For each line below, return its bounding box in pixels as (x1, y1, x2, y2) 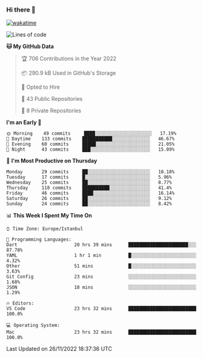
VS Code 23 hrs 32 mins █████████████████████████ (6, 306, 197, 312)
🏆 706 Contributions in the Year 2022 (21, 55, 117, 63)
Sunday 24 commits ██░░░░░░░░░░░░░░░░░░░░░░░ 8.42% (6, 201, 172, 207)
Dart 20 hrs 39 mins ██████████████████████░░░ (6, 242, 197, 248)
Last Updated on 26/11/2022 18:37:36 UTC (6, 345, 112, 353)
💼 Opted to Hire (21, 83, 61, 91)
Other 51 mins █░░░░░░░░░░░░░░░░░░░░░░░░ (6, 263, 197, 269)
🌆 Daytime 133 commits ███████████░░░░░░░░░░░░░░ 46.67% (6, 136, 175, 142)
